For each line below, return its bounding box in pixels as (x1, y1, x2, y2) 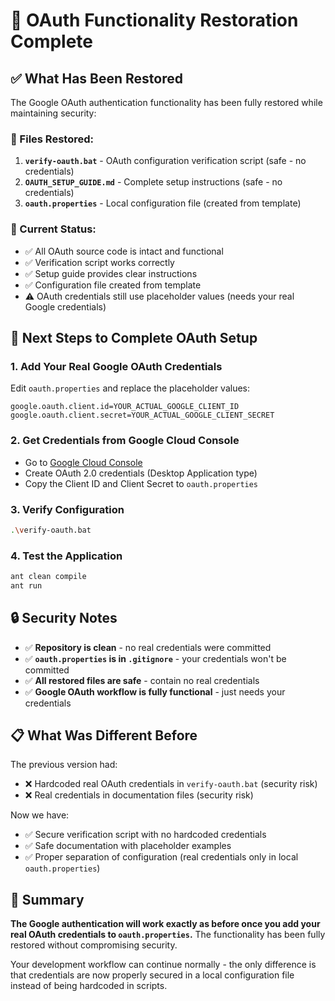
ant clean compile (10, 572, 87, 582)
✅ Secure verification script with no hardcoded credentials (24, 829, 267, 841)
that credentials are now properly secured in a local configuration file (10, 969, 295, 981)
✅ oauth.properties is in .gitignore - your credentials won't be (24, 652, 287, 664)
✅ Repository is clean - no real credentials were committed (24, 641, 272, 653)
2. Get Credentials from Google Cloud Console (10, 434, 240, 448)
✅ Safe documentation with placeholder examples (24, 840, 232, 852)
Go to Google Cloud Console (24, 456, 143, 468)
